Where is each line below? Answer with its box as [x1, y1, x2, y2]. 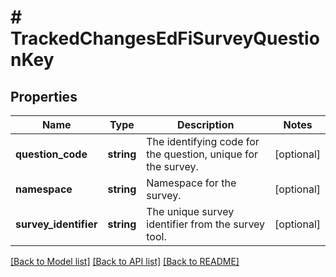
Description [176, 118, 235, 131]
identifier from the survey [146, 217, 266, 231]
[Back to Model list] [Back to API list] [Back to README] [10, 256, 240, 267]
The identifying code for [146, 135, 260, 148]
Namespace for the [146, 176, 237, 190]
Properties [10, 88, 78, 105]
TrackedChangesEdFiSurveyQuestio [10, 27, 320, 50]
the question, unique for [146, 147, 259, 161]
